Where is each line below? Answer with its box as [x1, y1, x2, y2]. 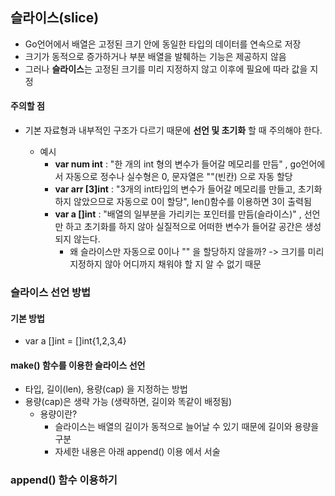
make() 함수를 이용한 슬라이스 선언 [10, 359, 146, 371]
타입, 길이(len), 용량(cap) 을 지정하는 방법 [24, 383, 188, 395]
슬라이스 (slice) [10, 9, 100, 27]
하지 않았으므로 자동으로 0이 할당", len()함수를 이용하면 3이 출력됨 [54, 196, 312, 208]
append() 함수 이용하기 [10, 473, 118, 487]
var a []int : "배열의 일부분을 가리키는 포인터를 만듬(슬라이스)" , [54, 208, 302, 220]
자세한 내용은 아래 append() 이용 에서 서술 [54, 446, 221, 458]
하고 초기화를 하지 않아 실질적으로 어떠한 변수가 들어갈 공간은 [65, 221, 303, 233]
